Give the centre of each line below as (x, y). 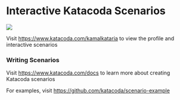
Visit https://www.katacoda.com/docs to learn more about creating (88, 73)
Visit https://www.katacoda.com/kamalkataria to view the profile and (90, 38)
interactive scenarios (32, 44)
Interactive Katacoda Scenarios (86, 11)
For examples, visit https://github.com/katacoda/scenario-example (88, 91)
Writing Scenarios (33, 60)
